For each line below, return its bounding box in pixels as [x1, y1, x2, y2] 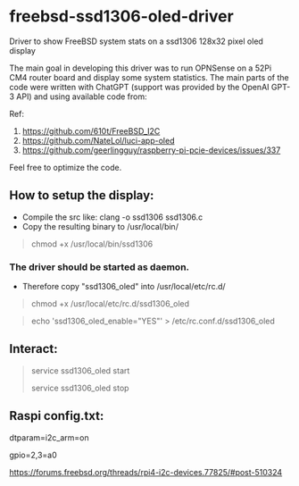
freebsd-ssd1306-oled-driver [9, 6, 234, 27]
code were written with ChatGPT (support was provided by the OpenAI [9, 81, 270, 92]
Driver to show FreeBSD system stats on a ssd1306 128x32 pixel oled [9, 36, 263, 46]
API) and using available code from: [16, 91, 147, 102]
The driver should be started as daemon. [9, 261, 190, 273]
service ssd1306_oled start [30, 364, 130, 376]
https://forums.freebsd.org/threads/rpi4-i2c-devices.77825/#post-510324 [9, 466, 283, 477]
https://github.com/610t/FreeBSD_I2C [21, 125, 161, 136]
